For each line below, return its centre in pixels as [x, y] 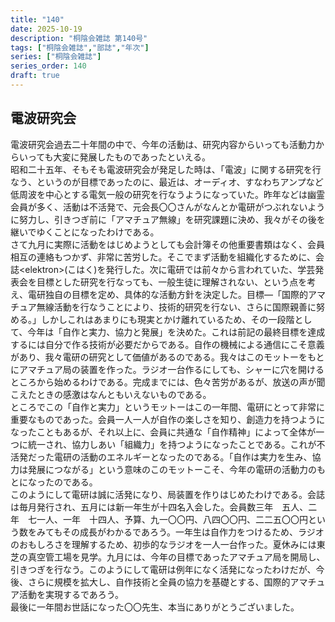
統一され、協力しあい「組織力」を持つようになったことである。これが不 [176, 444]
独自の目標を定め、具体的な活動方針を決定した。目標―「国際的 [176, 294]
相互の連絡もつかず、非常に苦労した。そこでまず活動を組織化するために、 [163, 257]
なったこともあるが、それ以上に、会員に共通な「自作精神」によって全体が [163, 432]
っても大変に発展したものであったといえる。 [119, 157]
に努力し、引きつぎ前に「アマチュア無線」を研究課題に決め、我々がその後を [168, 219]
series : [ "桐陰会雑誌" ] [56, 57]
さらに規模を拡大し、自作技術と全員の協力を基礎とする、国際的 [159, 582]
